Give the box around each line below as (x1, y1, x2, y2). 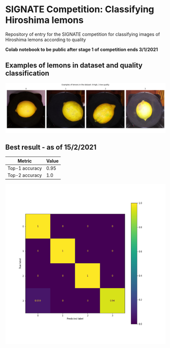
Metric (17, 157, 32, 164)
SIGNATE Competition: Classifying (5, 4, 154, 15)
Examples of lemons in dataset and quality (5, 61, 143, 70)
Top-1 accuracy (7, 165, 42, 171)
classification (5, 69, 49, 78)
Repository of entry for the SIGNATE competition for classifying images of (5, 31, 160, 37)
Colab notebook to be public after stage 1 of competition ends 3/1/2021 (5, 46, 158, 52)
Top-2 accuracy (7, 172, 42, 178)
